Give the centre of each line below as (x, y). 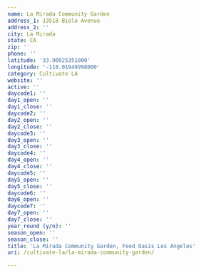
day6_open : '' (29, 200)
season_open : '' (31, 232)
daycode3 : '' (27, 133)
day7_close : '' (30, 220)
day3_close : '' (30, 147)
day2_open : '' (29, 120)
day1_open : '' (29, 101)
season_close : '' (33, 239)
